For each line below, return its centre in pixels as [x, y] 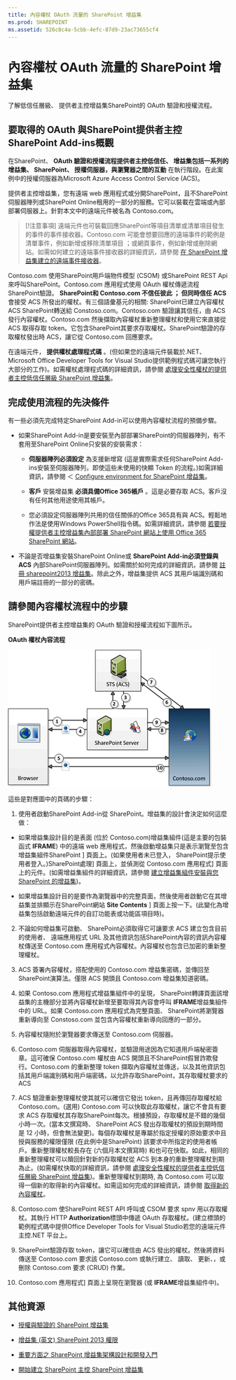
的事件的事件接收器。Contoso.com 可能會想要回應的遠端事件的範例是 [125, 235]
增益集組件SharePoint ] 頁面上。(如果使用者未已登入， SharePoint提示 [119, 855]
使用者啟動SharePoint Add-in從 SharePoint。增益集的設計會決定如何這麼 [123, 814]
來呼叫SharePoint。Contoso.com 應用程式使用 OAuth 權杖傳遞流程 [104, 284]
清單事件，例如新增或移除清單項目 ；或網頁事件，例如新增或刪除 [118, 243]
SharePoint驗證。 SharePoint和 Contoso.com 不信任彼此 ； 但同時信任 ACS [117, 293]
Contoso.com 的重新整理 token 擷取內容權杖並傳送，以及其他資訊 [125, 1066]
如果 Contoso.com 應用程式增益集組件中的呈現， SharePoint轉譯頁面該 [120, 993]
